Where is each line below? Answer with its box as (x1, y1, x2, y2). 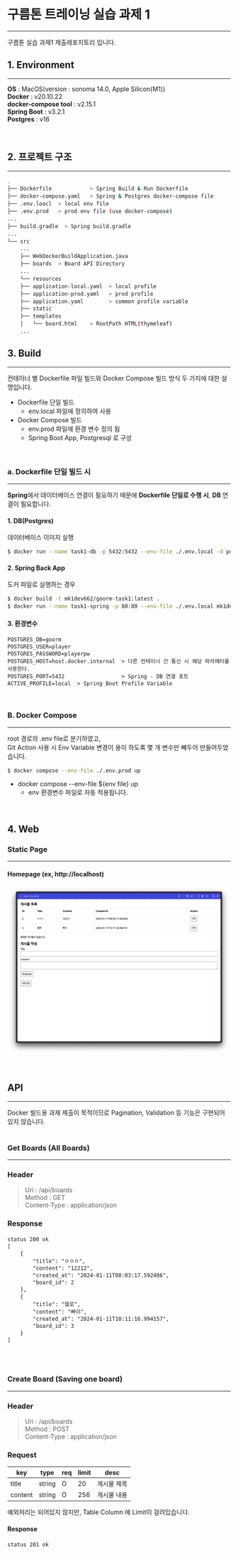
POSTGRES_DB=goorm (7, 636, 62, 643)
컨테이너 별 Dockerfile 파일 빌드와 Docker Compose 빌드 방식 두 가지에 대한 (7, 374, 220, 382)
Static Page (7, 844, 48, 854)
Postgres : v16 (7, 114, 50, 123)
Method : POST (24, 1425, 69, 1433)
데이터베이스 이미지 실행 (7, 533, 74, 542)
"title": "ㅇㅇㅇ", (33, 1258, 86, 1265)
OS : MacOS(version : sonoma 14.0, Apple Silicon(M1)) (7, 85, 166, 93)
